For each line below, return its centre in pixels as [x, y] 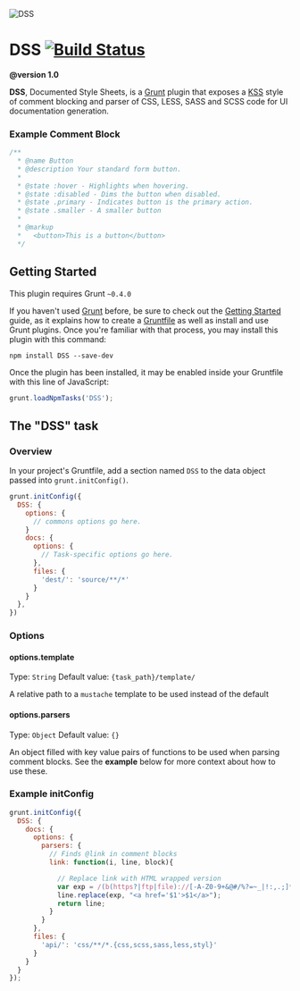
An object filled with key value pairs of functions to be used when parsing [145, 752]
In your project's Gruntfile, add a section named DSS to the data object [137, 471]
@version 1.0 [34, 74]
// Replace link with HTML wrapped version [139, 878]
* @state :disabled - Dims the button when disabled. [119, 194]
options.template [42, 657]
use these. [29, 771]
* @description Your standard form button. [99, 169]
